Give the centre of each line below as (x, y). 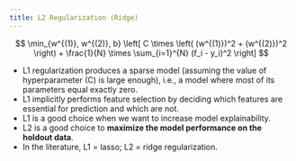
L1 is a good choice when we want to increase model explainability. (147, 118)
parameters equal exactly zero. (80, 89)
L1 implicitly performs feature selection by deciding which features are (152, 99)
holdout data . (48, 137)
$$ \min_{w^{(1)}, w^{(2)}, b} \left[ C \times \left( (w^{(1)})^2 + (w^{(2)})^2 (151, 43)
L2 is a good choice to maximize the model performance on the (142, 128)
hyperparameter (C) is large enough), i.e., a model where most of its (148, 80)
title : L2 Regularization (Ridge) (74, 18)
